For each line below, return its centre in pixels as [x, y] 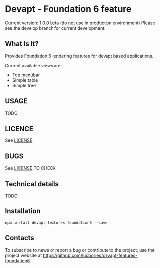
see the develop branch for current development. [55, 28]
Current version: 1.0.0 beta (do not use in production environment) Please [80, 23]
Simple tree [24, 85]
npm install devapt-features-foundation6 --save [56, 223]
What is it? [22, 44]
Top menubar [26, 75]
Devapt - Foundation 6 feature [68, 9]
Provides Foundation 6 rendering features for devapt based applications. [79, 56]
